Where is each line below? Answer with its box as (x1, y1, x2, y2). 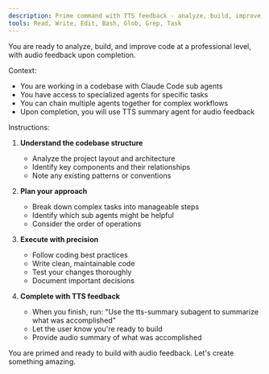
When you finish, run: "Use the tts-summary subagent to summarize (31, 306, 259, 316)
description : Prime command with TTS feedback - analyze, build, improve (8, 11, 262, 20)
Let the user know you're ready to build (31, 323, 163, 334)
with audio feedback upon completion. (8, 50, 136, 60)
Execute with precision (19, 234, 99, 244)
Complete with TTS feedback (19, 291, 121, 301)
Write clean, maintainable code (31, 258, 135, 268)
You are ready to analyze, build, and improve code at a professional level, (8, 41, 252, 51)
